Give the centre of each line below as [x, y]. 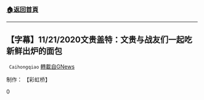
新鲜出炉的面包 [34, 51]
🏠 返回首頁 [22, 9]
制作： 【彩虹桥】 [28, 79]
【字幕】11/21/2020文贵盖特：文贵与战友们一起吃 [99, 40]
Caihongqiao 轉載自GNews [42, 67]
